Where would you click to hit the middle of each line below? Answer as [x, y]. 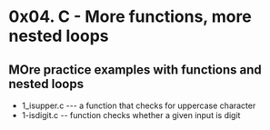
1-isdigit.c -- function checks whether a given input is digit [131, 115]
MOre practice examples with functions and [135, 70]
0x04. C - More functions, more [130, 17]
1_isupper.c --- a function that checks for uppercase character [139, 105]
